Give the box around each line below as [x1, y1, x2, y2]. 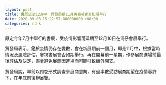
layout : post [5, 7, 32, 12]
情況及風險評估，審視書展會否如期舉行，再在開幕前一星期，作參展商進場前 [5, 52, 157, 58]
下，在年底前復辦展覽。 [5, 75, 53, 81]
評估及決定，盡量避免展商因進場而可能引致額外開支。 [9, 58, 118, 64]
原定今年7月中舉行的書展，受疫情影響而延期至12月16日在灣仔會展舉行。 [5, 35, 151, 41]
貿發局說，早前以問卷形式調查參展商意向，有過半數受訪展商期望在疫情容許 [5, 69, 157, 75]
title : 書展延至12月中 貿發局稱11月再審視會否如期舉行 [5, 12, 107, 17]
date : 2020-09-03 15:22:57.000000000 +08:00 [5, 16, 98, 21]
